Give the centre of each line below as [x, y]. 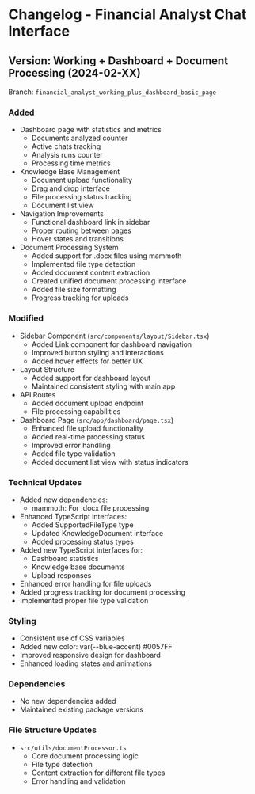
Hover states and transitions [78, 239]
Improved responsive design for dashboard [90, 655]
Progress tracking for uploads [80, 298]
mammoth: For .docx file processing [90, 507]
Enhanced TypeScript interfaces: [73, 516]
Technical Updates [45, 482]
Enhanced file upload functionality [88, 428]
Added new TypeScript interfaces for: [81, 550]
